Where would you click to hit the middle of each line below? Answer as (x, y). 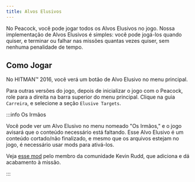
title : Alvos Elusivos (34, 11)
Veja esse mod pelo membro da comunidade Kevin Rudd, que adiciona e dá (98, 156)
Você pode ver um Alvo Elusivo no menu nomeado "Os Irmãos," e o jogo (94, 126)
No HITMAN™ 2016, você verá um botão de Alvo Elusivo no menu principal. (97, 79)
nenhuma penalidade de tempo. (45, 47)
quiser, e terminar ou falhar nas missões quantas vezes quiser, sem (88, 41)
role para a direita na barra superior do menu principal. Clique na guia (91, 97)
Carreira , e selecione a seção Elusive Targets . (64, 103)
